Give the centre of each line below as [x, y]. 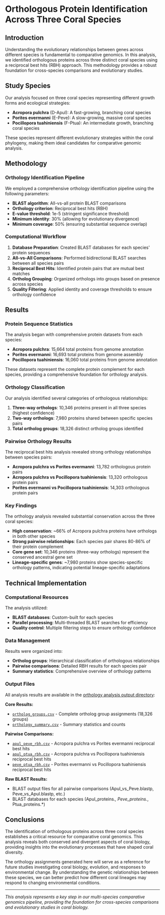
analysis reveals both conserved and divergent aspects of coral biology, [78, 842]
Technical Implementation [46, 583]
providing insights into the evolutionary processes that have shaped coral [79, 847]
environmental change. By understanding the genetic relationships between [82, 872]
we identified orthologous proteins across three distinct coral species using [82, 60]
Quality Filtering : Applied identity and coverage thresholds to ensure [82, 289]
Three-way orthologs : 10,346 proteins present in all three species [79, 407]
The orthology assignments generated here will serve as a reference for [78, 862]
